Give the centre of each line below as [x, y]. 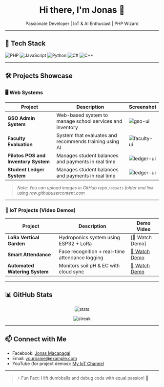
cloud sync [72, 272]
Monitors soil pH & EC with [89, 265]
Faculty [17, 138]
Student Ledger [26, 170]
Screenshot [143, 107]
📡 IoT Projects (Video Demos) [40, 210]
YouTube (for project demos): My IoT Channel [58, 364]
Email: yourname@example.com [44, 359]
